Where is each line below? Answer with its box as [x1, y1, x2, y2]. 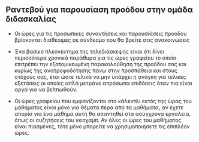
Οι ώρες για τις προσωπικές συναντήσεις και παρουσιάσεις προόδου [14, 30, 187, 37]
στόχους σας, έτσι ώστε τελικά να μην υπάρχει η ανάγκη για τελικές [14, 73, 186, 80]
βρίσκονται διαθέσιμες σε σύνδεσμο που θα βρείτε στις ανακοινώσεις [14, 36, 190, 44]
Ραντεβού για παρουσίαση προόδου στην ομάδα [5, 5, 193, 15]
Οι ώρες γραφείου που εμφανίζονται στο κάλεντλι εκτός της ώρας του [14, 97, 192, 104]
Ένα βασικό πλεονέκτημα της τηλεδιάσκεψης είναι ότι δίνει [14, 48, 165, 55]
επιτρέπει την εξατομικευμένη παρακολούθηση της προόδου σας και [14, 60, 187, 67]
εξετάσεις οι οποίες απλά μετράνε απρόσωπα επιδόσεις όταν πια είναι [14, 79, 192, 87]
